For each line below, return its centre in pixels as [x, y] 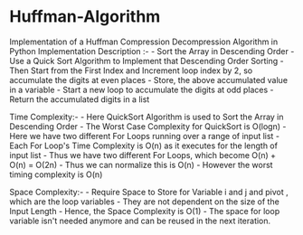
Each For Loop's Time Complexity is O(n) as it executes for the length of [144, 146]
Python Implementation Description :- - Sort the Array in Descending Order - [152, 51]
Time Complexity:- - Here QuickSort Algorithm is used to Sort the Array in [147, 117]
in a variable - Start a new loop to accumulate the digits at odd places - [142, 89]
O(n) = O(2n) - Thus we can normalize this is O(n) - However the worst [141, 164]
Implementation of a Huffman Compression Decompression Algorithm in [144, 42]
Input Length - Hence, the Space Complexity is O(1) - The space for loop [145, 211]
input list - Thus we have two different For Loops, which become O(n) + [142, 155]
